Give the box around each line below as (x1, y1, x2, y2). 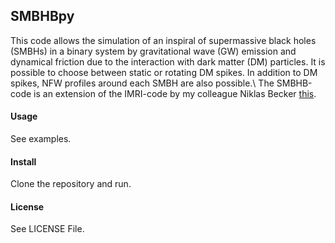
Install (10, 155, 37, 168)
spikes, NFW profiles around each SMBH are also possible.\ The (10, 77, 275, 89)
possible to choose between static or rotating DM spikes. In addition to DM (10, 66, 318, 78)
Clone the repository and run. (10, 178, 132, 190)
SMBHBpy (10, 8, 75, 25)
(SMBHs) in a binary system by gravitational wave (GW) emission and (10, 45, 297, 57)
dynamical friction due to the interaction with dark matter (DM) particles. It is (10, 55, 326, 68)
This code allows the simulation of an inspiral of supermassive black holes (10, 34, 317, 46)
